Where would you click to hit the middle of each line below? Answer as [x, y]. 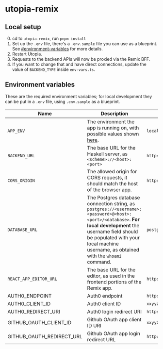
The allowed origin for [112, 171]
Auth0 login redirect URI [114, 312]
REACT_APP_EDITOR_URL [32, 279]
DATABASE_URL [23, 230]
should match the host [113, 183]
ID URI [94, 325]
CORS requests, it [107, 177]
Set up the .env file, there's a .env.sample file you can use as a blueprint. [85, 44]
